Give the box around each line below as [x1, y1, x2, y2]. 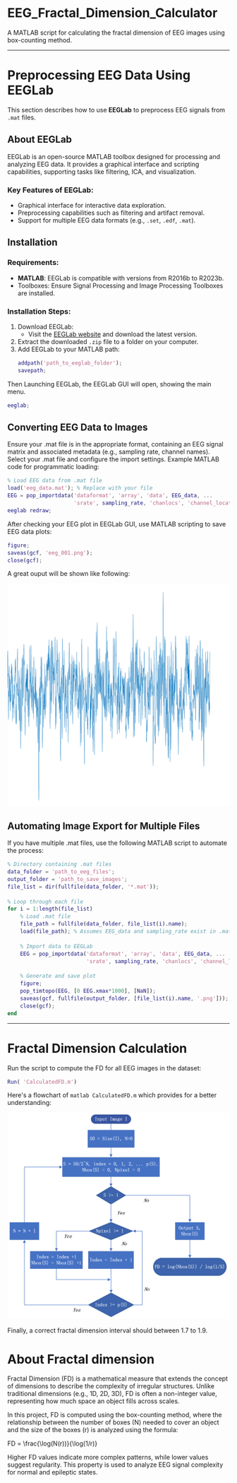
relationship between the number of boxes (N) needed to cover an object [7, 1418, 220, 1426]
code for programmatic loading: [7, 463, 100, 471]
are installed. [17, 288, 55, 297]
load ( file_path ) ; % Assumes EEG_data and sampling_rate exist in [20, 928, 217, 935]
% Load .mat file [20, 913, 71, 920]
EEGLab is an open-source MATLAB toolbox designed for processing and [7, 152, 221, 160]
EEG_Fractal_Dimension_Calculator [7, 5, 218, 21]
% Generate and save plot [20, 973, 97, 980]
